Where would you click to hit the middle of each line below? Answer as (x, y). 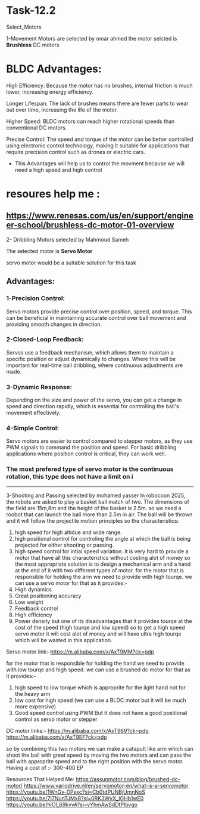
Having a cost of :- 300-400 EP (45, 767)
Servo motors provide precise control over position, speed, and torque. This (99, 312)
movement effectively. (33, 413)
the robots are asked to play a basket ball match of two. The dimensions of (98, 501)
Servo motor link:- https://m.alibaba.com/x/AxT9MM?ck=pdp (80, 652)
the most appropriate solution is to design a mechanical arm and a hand (103, 564)
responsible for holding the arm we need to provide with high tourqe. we (103, 576)
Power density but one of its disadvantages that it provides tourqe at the (103, 621)
